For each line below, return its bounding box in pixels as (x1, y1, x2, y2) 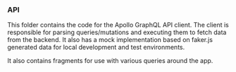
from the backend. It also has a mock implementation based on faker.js (7, 36, 213, 44)
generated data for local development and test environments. (7, 43, 185, 52)
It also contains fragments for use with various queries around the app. (7, 57, 213, 65)
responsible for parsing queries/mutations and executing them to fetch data (7, 28, 227, 36)
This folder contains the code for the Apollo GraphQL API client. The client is (7, 21, 229, 29)
